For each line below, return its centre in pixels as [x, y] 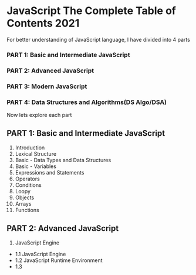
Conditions [28, 185]
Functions [27, 210]
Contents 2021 [43, 23]
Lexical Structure [36, 153]
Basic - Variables [36, 166]
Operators [27, 179]
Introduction [30, 147]
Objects [25, 197]
